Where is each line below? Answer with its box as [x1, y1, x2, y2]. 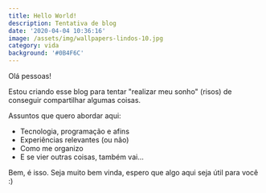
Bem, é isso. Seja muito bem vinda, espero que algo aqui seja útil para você [8, 168, 259, 177]
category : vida [8, 42, 59, 50]
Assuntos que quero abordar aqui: [8, 111, 122, 121]
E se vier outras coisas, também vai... [19, 152, 145, 162]
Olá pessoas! [8, 72, 52, 80]
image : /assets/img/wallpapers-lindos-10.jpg [8, 34, 163, 43]
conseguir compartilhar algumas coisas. [8, 96, 141, 105]
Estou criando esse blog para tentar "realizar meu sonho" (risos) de [8, 87, 232, 96]
